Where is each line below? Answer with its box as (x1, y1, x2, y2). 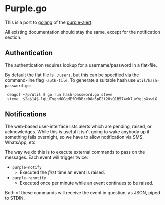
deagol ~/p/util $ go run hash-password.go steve (7, 92, 113, 97)
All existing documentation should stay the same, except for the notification (5, 29, 161, 35)
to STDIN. (5, 195, 25, 201)
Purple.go (5, 3, 47, 14)
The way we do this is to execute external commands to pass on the (5, 149, 145, 155)
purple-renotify (12, 175, 46, 180)
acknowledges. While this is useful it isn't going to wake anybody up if (5, 128, 150, 135)
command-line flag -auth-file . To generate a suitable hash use (5, 77, 136, 83)
